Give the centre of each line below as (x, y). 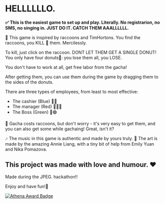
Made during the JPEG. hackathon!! (41, 177)
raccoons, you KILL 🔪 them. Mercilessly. (46, 43)
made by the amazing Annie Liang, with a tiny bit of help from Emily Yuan (80, 144)
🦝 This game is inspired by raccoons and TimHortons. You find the (73, 37)
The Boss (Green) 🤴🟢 (34, 112)
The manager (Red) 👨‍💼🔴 (37, 106)
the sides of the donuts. (29, 82)
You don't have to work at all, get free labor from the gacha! (66, 67)
